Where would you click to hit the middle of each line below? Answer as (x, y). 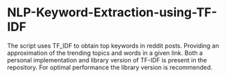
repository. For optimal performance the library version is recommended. (110, 67)
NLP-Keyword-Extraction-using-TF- (112, 13)
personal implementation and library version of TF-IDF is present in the (107, 60)
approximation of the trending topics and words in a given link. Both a (105, 53)
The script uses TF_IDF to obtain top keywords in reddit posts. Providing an (113, 45)
